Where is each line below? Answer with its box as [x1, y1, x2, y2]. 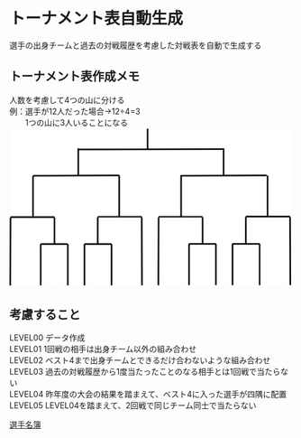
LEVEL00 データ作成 [9, 332, 86, 343]
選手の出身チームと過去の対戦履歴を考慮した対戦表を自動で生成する [9, 40, 262, 51]
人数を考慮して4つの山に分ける [9, 94, 125, 105]
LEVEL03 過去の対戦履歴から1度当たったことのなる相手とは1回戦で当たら [9, 367, 281, 377]
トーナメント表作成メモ [9, 69, 140, 84]
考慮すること [9, 306, 81, 322]
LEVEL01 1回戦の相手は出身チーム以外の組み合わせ [9, 344, 197, 355]
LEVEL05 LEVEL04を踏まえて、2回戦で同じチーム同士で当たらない [9, 400, 257, 411]
